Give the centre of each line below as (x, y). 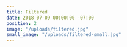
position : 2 (21, 23)
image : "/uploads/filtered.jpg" (47, 29)
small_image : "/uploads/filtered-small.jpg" (64, 35)
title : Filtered (27, 12)
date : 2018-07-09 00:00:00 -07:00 (50, 18)
